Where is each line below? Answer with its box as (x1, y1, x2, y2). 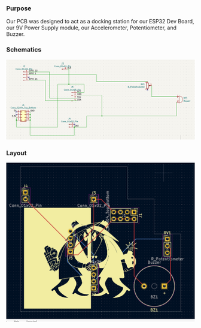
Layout (6, 149, 27, 157)
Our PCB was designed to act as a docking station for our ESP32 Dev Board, (6, 18, 194, 25)
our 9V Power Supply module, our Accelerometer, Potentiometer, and (6, 24, 176, 31)
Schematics (6, 46, 42, 54)
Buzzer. (6, 31, 25, 38)
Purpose (6, 4, 32, 13)
